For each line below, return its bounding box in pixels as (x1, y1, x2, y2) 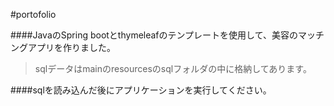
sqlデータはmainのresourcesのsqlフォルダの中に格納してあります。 (34, 63, 312, 74)
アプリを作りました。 (27, 42, 116, 53)
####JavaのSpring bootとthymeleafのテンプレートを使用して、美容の (10, 29, 299, 41)
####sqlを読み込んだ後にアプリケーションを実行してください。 (10, 84, 272, 96)
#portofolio (10, 9, 57, 20)
